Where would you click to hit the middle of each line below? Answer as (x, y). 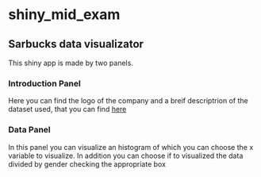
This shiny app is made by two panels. (71, 63)
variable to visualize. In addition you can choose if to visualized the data (126, 156)
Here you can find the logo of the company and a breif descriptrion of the (128, 101)
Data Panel (30, 130)
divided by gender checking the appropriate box (87, 164)
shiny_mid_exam (64, 15)
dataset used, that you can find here (67, 110)
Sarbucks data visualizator (76, 44)
